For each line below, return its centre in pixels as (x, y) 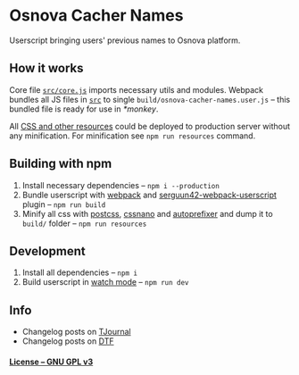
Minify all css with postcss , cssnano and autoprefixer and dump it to (148, 213)
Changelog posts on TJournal (76, 332)
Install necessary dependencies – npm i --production (121, 185)
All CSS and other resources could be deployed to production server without (150, 126)
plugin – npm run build (64, 204)
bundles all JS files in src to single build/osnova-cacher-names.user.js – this (150, 99)
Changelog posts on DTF (68, 341)
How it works (46, 68)
